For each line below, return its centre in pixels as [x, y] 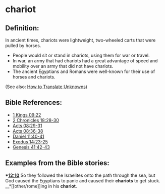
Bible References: [34, 103]
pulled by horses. [23, 46]
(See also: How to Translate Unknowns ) [46, 87]
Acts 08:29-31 [27, 126]
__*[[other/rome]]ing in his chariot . [41, 186]
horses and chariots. [34, 77]
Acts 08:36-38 [28, 131]
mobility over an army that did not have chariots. [63, 66]
